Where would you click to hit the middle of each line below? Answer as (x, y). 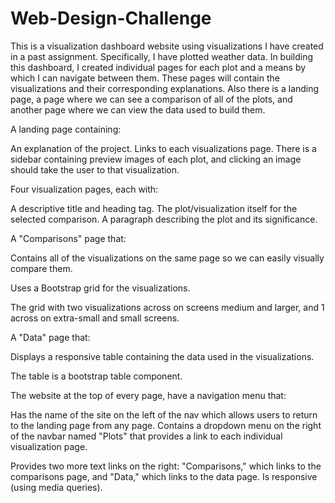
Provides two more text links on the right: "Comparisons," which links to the (166, 466)
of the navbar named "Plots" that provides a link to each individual (146, 436)
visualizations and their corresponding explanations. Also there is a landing (165, 88)
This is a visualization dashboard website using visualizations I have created (167, 46)
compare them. (41, 268)
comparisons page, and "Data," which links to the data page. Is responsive (164, 476)
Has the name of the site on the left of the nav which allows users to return (164, 414)
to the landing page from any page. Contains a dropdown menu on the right (166, 425)
